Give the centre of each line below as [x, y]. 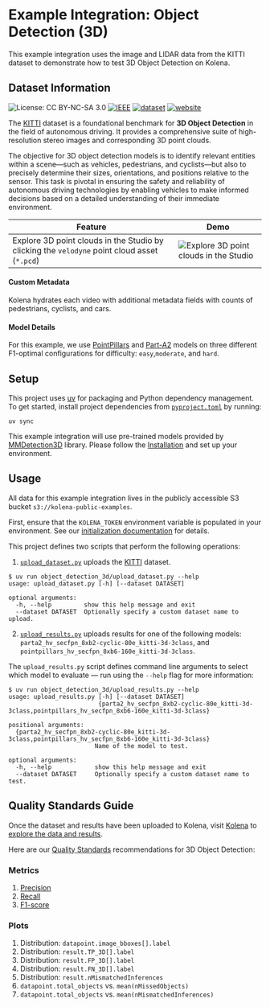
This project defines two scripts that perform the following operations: [125, 546]
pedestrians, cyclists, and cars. [60, 308]
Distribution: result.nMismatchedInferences [91, 977]
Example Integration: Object [104, 15]
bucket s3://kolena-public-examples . [70, 506]
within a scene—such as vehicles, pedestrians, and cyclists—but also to [127, 164]
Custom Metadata [39, 282]
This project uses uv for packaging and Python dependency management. [131, 398]
